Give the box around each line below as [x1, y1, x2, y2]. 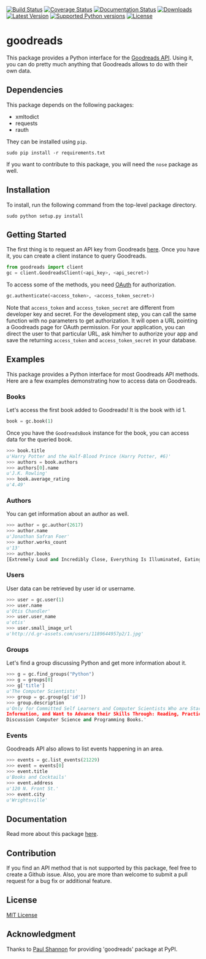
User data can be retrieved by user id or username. [6, 584, 136, 592]
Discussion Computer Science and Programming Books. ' [6, 717, 147, 723]
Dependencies [6, 85, 63, 95]
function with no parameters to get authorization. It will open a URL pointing [6, 317, 198, 324]
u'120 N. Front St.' [6, 785, 59, 792]
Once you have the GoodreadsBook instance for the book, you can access [6, 429, 189, 437]
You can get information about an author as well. [6, 510, 129, 518]
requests [15, 120, 38, 127]
